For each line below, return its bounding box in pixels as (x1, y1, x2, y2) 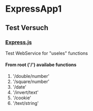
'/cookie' (12, 95, 32, 101)
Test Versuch (5, 23, 49, 32)
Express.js (5, 39, 32, 46)
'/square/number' (12, 78, 50, 85)
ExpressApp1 (5, 3, 62, 15)
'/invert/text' (12, 90, 39, 96)
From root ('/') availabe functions (5, 62, 77, 68)
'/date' (12, 84, 27, 90)
